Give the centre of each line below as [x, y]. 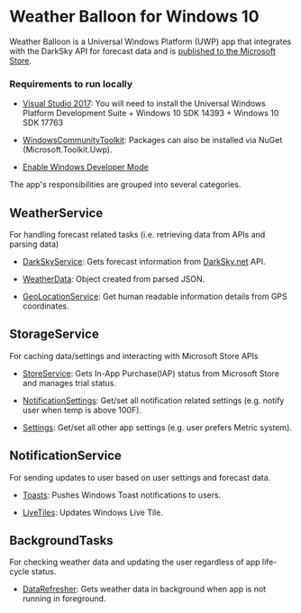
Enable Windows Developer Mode [85, 167]
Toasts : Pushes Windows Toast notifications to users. [122, 495]
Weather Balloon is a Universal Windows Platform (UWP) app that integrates [150, 41]
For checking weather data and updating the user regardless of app [135, 562]
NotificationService [65, 456]
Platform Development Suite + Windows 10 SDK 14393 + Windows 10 [150, 113]
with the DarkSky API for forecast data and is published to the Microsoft [143, 50]
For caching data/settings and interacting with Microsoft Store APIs [134, 356]
